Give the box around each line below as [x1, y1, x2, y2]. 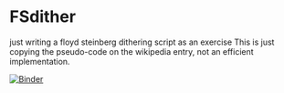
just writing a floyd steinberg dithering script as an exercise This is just [9, 36, 275, 47]
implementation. [9, 56, 70, 67]
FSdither [9, 6, 76, 27]
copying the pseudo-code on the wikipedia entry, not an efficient [9, 46, 254, 57]
